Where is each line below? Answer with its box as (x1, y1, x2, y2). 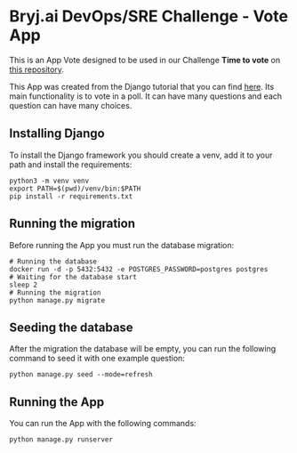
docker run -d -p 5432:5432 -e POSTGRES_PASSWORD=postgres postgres (9, 264, 269, 273)
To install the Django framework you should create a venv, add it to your (9, 150, 273, 160)
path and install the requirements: (9, 158, 132, 170)
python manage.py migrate (9, 295, 105, 304)
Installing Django (9, 126, 105, 142)
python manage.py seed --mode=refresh (9, 370, 153, 379)
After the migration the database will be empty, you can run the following (9, 344, 277, 354)
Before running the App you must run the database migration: (9, 239, 235, 250)
